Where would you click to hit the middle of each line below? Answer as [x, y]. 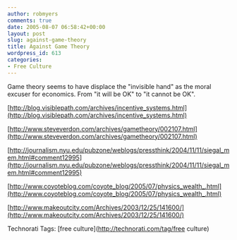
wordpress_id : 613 [34, 54]
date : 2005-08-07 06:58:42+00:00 [56, 27]
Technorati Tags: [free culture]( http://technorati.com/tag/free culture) [108, 228]
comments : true [30, 20]
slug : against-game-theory [47, 40]
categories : [25, 60]
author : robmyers [33, 14]
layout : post [26, 34]
